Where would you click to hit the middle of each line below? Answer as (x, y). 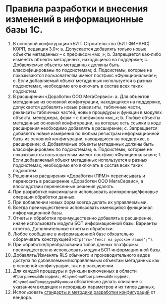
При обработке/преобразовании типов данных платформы (75, 244)
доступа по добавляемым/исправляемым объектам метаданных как (86, 260)
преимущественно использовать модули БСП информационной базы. (87, 250)
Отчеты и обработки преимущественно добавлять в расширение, (83, 218)
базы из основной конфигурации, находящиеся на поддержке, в (81, 139)
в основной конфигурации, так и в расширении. (63, 265)
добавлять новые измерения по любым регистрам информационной (86, 133)
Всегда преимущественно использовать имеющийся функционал (83, 207)
